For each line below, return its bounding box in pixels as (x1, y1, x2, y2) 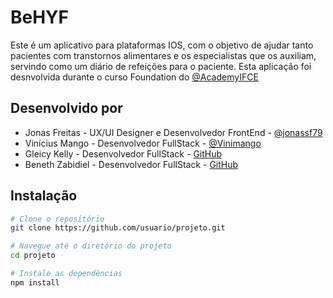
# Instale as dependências (10, 269, 123, 279)
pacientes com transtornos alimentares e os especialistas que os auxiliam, (10, 49, 317, 61)
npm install (10, 277, 60, 288)
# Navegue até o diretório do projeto (10, 241, 172, 251)
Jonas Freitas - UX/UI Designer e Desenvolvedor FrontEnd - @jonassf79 (24, 126, 323, 138)
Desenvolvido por (10, 100, 123, 117)
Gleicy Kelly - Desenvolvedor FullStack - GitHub (24, 147, 223, 160)
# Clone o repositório (10, 214, 105, 224)
